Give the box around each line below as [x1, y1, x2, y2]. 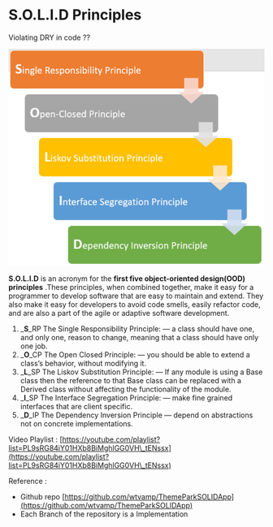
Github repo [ [19, 491, 65, 501]
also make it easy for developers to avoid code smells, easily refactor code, [8, 299, 262, 309]
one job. [19, 341, 48, 351]
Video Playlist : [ [8, 434, 63, 444]
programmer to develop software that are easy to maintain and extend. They [8, 291, 264, 300]
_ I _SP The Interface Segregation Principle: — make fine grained [19, 392, 233, 403]
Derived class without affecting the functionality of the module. [19, 384, 232, 394]
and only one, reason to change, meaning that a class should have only [19, 332, 259, 342]
